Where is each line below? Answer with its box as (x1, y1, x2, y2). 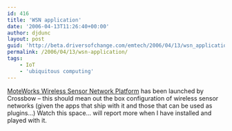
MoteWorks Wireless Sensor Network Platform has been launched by (7, 87, 204, 95)
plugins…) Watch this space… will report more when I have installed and (7, 108, 212, 117)
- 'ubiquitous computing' (19, 68, 95, 74)
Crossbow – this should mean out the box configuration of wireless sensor (7, 94, 219, 102)
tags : (7, 55, 23, 62)
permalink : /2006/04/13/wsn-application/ (7, 49, 128, 56)
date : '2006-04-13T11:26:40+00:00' (7, 23, 110, 30)
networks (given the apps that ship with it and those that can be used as (7, 101, 213, 110)
